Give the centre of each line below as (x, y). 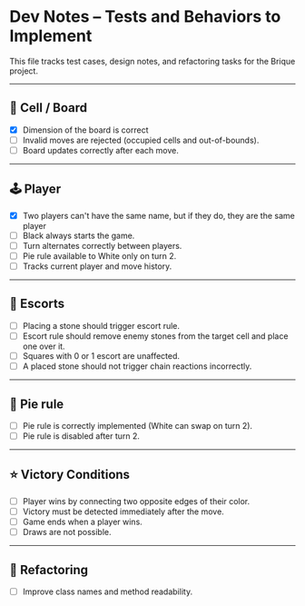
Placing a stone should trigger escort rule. (101, 325)
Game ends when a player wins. (82, 522)
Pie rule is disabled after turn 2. (81, 436)
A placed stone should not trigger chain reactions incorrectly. (137, 366)
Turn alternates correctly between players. (102, 245)
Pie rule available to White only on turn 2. (99, 255)
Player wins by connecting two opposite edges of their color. (136, 501)
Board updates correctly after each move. (100, 150)
